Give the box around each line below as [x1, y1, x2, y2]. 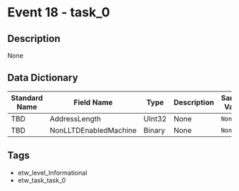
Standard [11, 93, 43, 103]
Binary [143, 125, 166, 135]
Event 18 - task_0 [7, 4, 110, 21]
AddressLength [49, 114, 102, 124]
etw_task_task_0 [17, 175, 66, 185]
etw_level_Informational [17, 168, 87, 177]
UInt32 [143, 114, 167, 124]
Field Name [73, 97, 113, 107]
